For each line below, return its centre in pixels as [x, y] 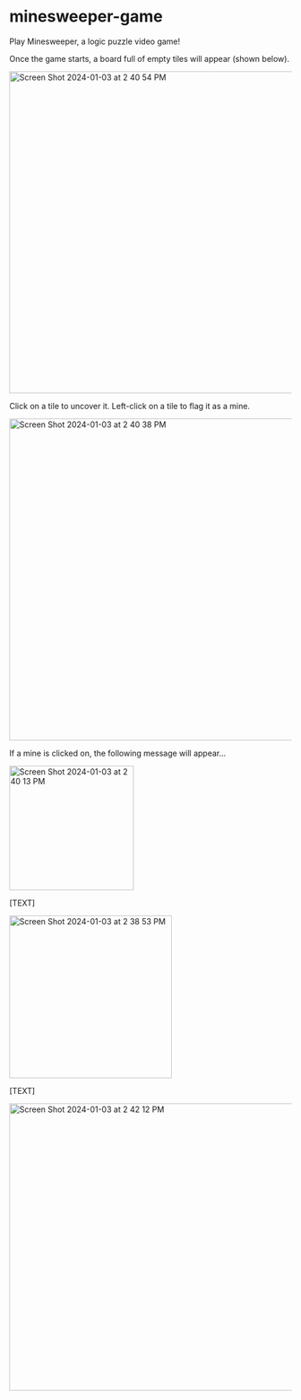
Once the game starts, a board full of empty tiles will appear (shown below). [149, 58]
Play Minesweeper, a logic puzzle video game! [95, 41]
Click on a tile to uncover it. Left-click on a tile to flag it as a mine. [130, 406]
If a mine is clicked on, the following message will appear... [118, 753]
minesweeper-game [86, 17]
